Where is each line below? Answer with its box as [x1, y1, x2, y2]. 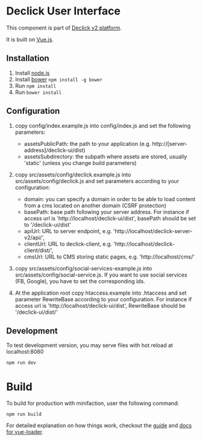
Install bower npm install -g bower [14, 75, 103, 83]
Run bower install [14, 89, 62, 96]
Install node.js [14, 69, 50, 77]
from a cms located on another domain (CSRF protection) [24, 202, 167, 209]
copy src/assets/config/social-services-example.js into [14, 264, 153, 272]
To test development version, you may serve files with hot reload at [6, 342, 173, 349]
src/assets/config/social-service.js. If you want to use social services [14, 271, 188, 278]
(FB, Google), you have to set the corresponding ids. [14, 277, 146, 284]
